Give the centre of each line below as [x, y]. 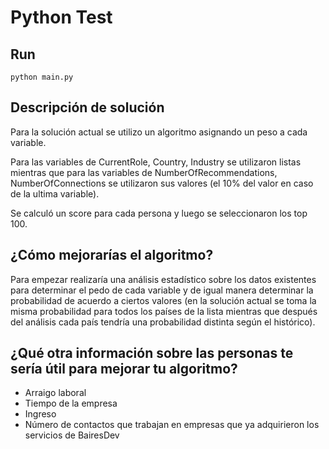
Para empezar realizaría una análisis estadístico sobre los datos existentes [163, 279]
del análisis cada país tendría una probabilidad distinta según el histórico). [163, 322]
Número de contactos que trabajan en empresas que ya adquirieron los [172, 425]
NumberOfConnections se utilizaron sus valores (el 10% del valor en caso [162, 183]
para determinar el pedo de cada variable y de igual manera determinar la [162, 290]
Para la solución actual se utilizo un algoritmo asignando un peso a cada [159, 132]
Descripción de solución [87, 107]
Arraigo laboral [55, 393]
